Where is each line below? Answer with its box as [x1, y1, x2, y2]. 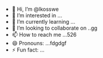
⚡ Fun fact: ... [11, 46, 45, 53]
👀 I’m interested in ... [11, 12, 63, 19]
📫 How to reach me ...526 [11, 31, 77, 38]
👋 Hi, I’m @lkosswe [11, 6, 59, 12]
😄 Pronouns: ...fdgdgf [11, 40, 67, 47]
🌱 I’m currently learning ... [11, 18, 76, 25]
